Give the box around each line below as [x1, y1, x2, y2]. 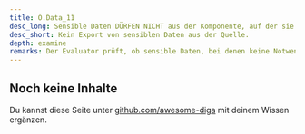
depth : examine [9, 38, 67, 48]
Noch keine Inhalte [9, 81, 118, 96]
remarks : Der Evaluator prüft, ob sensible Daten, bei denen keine [9, 47, 271, 56]
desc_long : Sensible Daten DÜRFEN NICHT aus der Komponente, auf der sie [9, 22, 295, 31]
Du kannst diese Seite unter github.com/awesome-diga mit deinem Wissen [9, 104, 290, 115]
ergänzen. [9, 114, 47, 125]
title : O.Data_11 [9, 13, 75, 23]
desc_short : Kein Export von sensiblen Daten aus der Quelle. [9, 30, 250, 39]
